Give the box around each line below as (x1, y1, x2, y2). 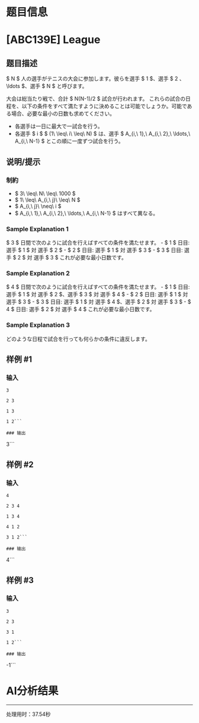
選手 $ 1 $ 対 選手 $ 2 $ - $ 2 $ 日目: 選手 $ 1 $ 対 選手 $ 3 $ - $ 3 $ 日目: (6, 246, 183, 253)
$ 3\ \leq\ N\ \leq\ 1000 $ (14, 190, 76, 197)
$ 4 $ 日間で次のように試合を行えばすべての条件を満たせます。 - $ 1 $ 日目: (6, 283, 190, 290)
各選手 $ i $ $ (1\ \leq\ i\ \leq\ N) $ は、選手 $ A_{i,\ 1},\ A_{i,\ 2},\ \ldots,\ (14, 130, 191, 137)
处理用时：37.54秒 (6, 711, 52, 718)
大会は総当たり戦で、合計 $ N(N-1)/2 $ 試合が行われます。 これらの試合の (6, 95, 186, 102)
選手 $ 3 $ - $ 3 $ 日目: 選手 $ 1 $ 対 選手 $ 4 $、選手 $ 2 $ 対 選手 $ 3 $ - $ (6, 298, 191, 305)
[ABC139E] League (6, 33, 101, 46)
